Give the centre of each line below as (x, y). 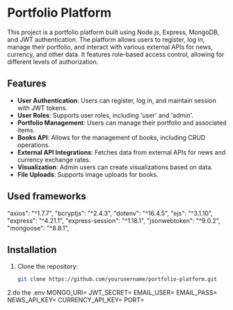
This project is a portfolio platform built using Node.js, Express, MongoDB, (113, 32)
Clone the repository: (48, 267)
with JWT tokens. (42, 108)
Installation (32, 250)
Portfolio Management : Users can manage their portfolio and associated (122, 123)
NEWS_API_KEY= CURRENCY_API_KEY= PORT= (76, 300)
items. (26, 130)
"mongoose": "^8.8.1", (38, 228)
